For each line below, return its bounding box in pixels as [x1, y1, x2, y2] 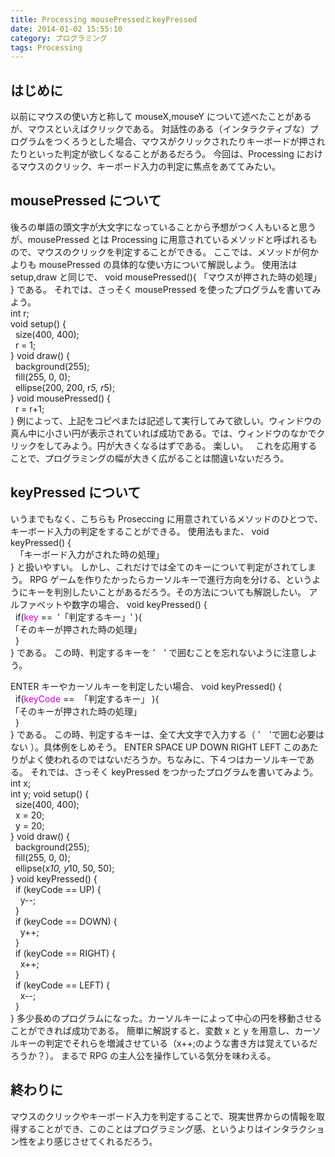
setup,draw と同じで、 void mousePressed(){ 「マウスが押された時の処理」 [10, 271, 322, 283]
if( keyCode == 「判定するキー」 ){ [14, 692, 160, 705]
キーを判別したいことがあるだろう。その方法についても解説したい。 [27, 586, 307, 598]
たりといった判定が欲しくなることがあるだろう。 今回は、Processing [10, 148, 295, 160]
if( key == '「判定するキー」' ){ [14, 611, 143, 623]
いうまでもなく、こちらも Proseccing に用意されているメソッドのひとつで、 [10, 512, 324, 525]
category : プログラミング [10, 33, 108, 43]
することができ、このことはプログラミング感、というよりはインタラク [18, 1122, 308, 1135]
